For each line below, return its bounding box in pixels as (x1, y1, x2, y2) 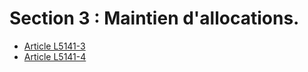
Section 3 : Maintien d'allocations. (9, 7, 300, 30)
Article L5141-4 (23, 50, 87, 62)
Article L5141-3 (23, 40, 86, 52)
